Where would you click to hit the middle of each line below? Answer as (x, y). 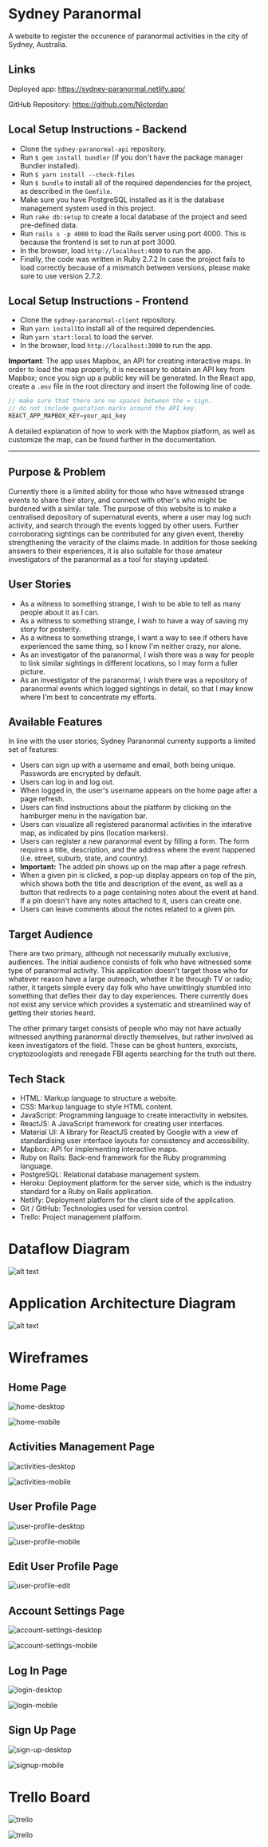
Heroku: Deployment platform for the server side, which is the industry (136, 1183)
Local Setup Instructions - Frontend (99, 301)
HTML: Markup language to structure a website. (99, 1098)
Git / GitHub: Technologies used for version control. (104, 1208)
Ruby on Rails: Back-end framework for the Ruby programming (123, 1157)
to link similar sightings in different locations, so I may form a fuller (129, 662)
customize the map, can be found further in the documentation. (112, 439)
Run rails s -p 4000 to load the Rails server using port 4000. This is (133, 233)
